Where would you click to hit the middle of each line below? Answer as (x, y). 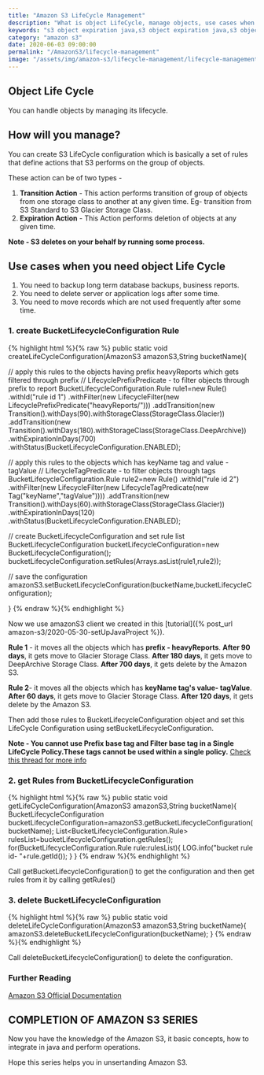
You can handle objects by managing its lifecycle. (88, 110)
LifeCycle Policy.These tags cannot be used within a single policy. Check (130, 751)
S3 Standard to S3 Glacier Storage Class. (86, 209)
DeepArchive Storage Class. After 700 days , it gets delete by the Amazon (128, 664)
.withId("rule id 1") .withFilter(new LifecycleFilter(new (94, 397)
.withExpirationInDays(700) (52, 439)
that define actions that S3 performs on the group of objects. (107, 162)
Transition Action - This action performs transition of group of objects (134, 193)
